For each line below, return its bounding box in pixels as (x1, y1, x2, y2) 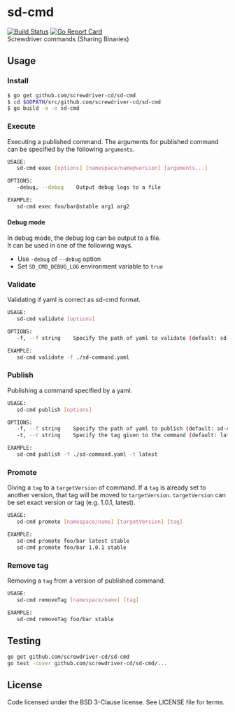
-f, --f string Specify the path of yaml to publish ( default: (16, 425, 215, 432)
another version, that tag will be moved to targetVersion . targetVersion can (7, 491, 226, 499)
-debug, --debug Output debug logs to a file (16, 184, 161, 191)
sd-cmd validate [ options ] (16, 315, 96, 322)
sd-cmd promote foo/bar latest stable (16, 537, 130, 544)
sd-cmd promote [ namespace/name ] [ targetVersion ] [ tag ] (16, 518, 183, 525)
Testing (7, 634, 41, 647)
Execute (7, 122, 36, 131)
